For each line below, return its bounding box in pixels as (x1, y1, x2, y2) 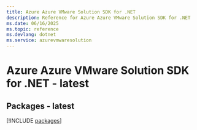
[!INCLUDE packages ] (6, 117, 62, 124)
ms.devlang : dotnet (6, 32, 56, 38)
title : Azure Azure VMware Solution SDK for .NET (6, 9, 136, 15)
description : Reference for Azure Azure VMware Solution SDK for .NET (6, 15, 191, 21)
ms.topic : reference (6, 26, 60, 32)
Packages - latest (6, 101, 75, 111)
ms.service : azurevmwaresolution (6, 37, 92, 43)
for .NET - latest (6, 77, 89, 90)
